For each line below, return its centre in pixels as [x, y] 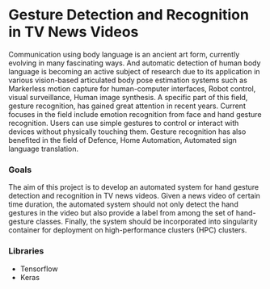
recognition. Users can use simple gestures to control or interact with [124, 123]
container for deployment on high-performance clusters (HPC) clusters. [128, 230]
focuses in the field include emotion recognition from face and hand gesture [135, 114]
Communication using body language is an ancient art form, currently [124, 54]
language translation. [44, 149]
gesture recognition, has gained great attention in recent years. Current [127, 106]
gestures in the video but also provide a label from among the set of [121, 213]
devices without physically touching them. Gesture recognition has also [127, 132]
